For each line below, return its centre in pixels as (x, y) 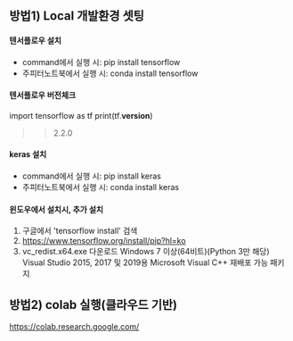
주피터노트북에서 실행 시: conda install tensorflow (110, 73)
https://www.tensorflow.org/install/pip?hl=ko (104, 241)
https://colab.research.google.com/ (74, 327)
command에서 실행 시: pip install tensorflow (101, 62)
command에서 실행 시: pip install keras (92, 176)
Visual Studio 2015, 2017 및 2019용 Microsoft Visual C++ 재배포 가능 (145, 262)
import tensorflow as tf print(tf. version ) (81, 115)
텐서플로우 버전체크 (43, 96)
